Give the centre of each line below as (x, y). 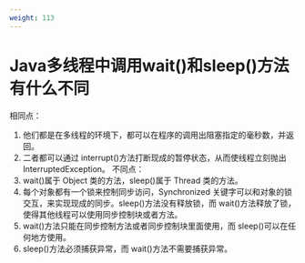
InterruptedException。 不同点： (83, 168)
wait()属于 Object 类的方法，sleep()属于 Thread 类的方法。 (132, 180)
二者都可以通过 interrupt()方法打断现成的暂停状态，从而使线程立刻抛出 (154, 157)
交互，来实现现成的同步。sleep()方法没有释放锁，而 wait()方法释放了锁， (159, 203)
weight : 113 (32, 18)
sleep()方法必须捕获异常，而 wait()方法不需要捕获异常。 (127, 248)
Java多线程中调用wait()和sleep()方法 (149, 66)
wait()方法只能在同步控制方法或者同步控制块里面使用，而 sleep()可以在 (155, 226)
